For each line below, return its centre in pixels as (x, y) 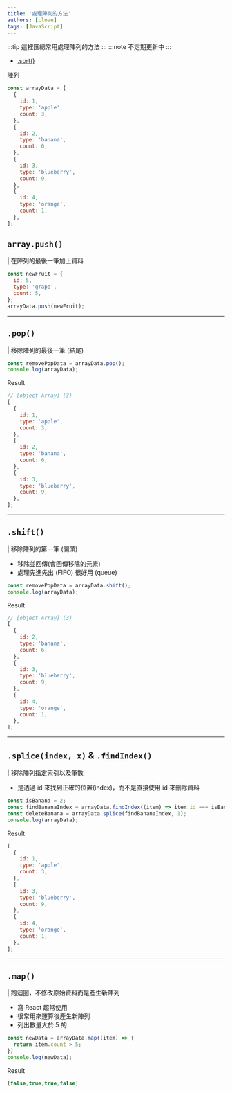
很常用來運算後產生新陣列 (54, 1016)
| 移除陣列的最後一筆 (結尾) (46, 350)
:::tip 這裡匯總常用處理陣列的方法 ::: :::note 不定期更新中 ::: (89, 47)
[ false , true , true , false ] (43, 1083)
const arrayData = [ (37, 88)
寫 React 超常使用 (42, 1008)
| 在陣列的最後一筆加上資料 (46, 261)
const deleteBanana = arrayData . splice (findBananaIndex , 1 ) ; (97, 814)
